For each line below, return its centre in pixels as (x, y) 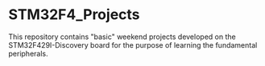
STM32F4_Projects (74, 15)
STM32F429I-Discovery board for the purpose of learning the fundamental (133, 45)
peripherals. (28, 53)
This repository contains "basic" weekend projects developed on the (122, 37)
